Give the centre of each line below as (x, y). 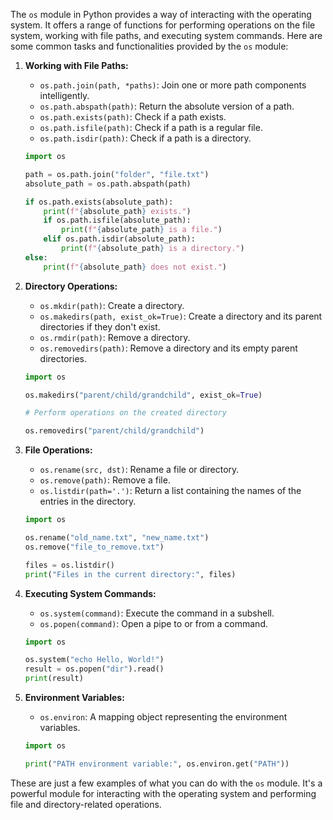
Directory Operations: (71, 286)
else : (36, 257)
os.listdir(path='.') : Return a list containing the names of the (170, 491)
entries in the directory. (88, 501)
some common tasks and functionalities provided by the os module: (149, 46)
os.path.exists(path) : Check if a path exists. (133, 117)
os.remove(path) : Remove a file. (105, 480)
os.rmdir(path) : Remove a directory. (115, 337)
